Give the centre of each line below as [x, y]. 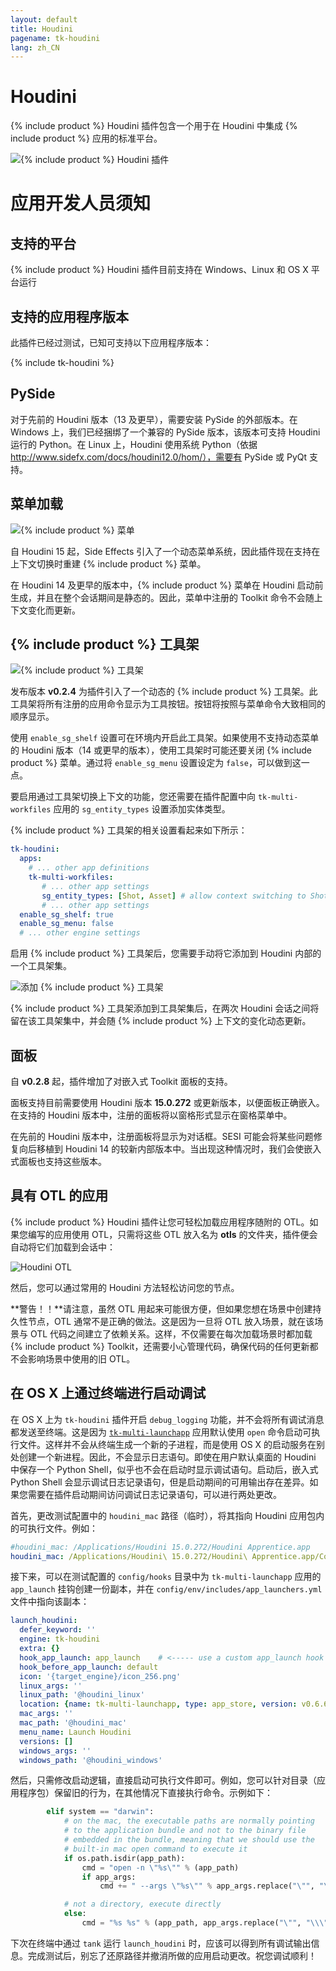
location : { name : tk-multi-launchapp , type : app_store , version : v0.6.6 [174, 1704]
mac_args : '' [46, 1714]
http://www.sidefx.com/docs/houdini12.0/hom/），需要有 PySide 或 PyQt [159, 457]
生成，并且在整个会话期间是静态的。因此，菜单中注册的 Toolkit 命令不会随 [162, 597]
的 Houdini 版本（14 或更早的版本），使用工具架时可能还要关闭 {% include [161, 750]
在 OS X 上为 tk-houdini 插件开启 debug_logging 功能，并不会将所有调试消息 [167, 1419]
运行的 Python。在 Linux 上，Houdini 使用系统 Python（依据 [134, 444]
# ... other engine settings [80, 933]
